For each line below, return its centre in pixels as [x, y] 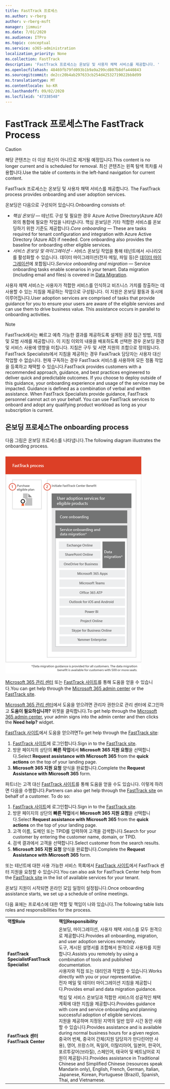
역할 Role [16, 921]
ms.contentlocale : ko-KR [31, 86]
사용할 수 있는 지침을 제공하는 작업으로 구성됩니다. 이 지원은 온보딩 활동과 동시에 [84, 291]
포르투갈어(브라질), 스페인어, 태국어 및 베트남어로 [107, 1051]
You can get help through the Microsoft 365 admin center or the [77, 688]
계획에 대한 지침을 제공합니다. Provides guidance [107, 1004]
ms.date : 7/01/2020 [26, 32]
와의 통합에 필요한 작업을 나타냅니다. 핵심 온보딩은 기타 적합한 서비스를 [82, 222]
